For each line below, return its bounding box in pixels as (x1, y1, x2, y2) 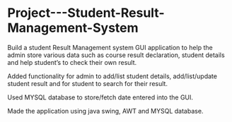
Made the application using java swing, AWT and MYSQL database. (7, 106, 204, 115)
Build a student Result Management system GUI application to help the (7, 43, 214, 51)
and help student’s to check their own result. (7, 58, 137, 66)
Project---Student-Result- (7, 5, 165, 21)
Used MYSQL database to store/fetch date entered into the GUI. (7, 93, 193, 102)
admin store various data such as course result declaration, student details (7, 51, 225, 59)
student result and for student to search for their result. (7, 79, 168, 87)
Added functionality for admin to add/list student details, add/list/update (7, 72, 218, 80)
